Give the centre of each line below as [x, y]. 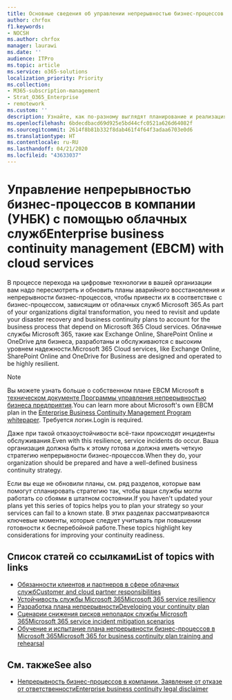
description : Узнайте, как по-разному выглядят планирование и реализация [117, 116]
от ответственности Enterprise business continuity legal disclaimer [113, 689]
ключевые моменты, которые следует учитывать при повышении [104, 520]
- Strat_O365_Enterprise [43, 98]
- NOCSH [18, 33]
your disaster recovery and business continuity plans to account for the [109, 319]
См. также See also [49, 665]
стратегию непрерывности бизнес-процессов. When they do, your [104, 455]
